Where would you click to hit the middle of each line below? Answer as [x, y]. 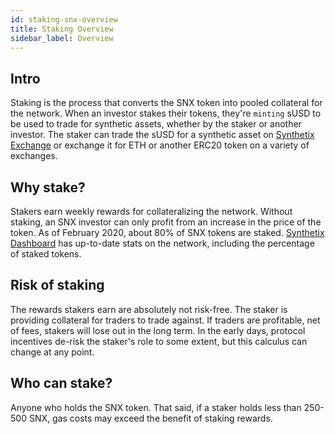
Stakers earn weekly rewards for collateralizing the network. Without [151, 211]
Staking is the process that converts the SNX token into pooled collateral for [166, 103]
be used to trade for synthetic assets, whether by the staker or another [156, 124]
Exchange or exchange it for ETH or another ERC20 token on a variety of [160, 145]
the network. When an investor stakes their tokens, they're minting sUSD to [166, 113]
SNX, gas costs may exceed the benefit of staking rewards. [150, 418]
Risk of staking [57, 285]
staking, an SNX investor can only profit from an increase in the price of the [166, 222]
